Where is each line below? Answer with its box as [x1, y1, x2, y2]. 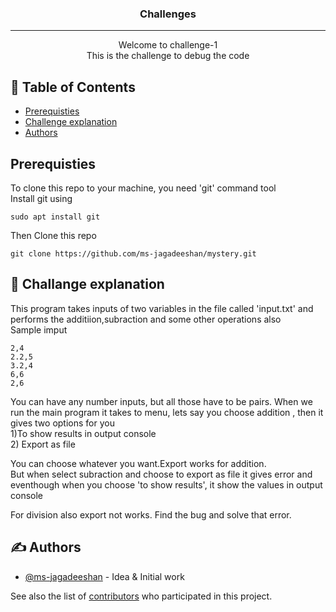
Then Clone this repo [10, 229, 97, 241]
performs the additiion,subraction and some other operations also [10, 313, 282, 325]
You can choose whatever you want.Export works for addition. [10, 457, 267, 469]
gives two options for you [10, 417, 115, 429]
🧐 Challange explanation [10, 276, 165, 293]
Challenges [139, 7, 197, 21]
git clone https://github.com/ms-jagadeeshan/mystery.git [10, 248, 257, 259]
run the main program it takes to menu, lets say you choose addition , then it [10, 406, 324, 418]
